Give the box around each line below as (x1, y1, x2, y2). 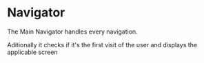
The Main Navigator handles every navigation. (7, 27, 138, 36)
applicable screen (7, 48, 58, 56)
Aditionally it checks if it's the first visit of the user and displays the (7, 40, 198, 49)
